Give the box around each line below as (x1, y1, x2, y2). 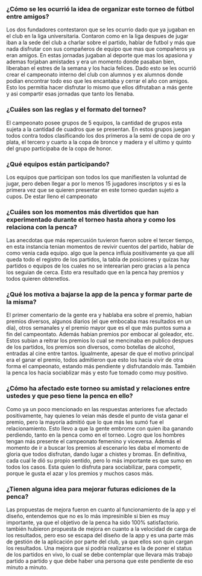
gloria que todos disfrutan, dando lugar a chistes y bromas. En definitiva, (6, 450, 187, 458)
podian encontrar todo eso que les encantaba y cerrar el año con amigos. (6, 77, 189, 85)
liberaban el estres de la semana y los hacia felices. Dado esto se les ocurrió (6, 65, 197, 72)
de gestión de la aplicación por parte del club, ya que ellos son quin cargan (6, 538, 193, 545)
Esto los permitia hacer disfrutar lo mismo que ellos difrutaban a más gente (6, 84, 193, 91)
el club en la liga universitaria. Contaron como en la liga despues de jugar (6, 33, 189, 40)
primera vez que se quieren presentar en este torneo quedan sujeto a (6, 186, 179, 193)
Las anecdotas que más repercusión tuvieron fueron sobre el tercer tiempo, (6, 237, 194, 244)
